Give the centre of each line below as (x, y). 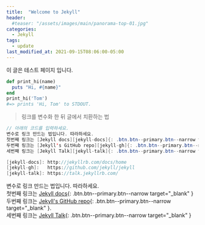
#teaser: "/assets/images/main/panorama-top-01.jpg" (80, 23)
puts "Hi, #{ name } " (37, 87)
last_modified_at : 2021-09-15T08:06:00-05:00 (65, 52)
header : (16, 18)
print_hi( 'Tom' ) (27, 98)
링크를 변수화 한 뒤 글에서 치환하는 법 (65, 117)
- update (23, 46)
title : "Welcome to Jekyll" (43, 12)
